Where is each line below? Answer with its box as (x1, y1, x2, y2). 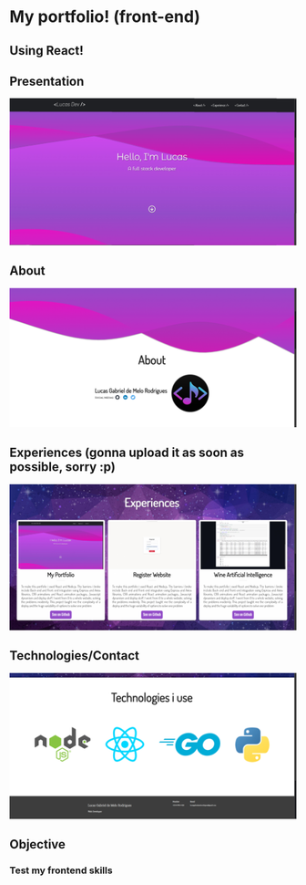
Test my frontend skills (9, 864, 113, 877)
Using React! (9, 43, 84, 58)
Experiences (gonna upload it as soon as (9, 445, 244, 461)
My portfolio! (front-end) (9, 6, 200, 27)
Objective (9, 837, 66, 852)
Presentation (9, 73, 85, 88)
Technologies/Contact (9, 648, 139, 663)
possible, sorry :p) (9, 459, 116, 475)
